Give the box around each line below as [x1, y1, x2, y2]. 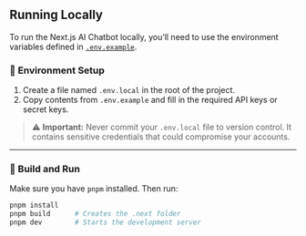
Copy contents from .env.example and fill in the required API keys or [22, 95, 278, 106]
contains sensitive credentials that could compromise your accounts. [31, 131, 291, 142]
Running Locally [9, 7, 103, 23]
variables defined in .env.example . [9, 41, 138, 52]
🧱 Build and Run [9, 163, 80, 176]
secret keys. [22, 104, 69, 115]
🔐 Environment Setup [9, 64, 105, 77]
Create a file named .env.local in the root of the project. [22, 85, 235, 96]
